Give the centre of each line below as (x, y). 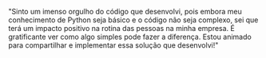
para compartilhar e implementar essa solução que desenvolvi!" (113, 45)
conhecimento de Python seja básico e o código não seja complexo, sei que (133, 20)
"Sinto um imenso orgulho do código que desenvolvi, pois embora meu (125, 12)
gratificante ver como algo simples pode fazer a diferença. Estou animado (130, 37)
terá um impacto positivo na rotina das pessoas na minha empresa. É (122, 28)
